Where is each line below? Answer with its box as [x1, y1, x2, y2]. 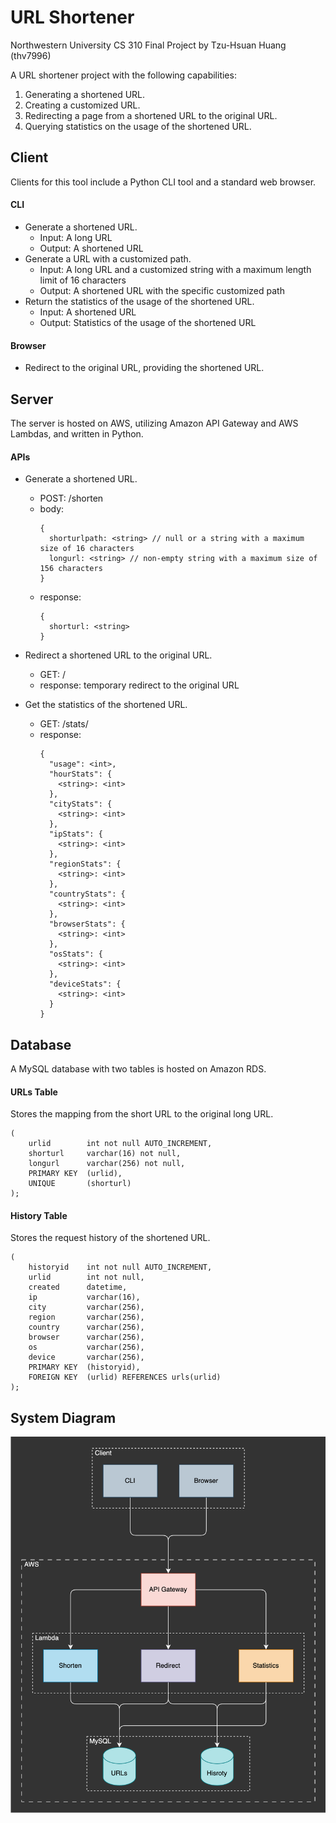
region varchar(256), [28, 1312, 145, 1323]
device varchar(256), [28, 1352, 145, 1363]
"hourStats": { [48, 769, 113, 780]
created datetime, [28, 1282, 128, 1293]
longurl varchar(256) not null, [28, 1159, 186, 1169]
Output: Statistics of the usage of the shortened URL [39, 316, 257, 328]
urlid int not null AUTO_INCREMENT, [28, 1139, 213, 1149]
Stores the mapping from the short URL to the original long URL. [10, 1108, 274, 1120]
